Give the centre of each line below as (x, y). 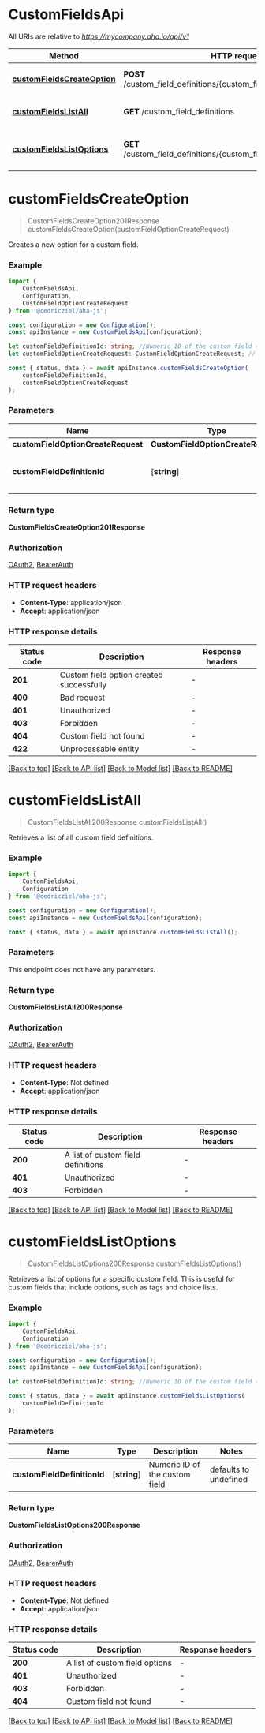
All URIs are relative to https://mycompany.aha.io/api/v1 (99, 36)
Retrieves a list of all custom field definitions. (81, 837)
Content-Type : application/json (71, 602)
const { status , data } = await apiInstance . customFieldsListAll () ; (123, 932)
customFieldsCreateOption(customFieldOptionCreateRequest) (129, 229)
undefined (229, 1480)
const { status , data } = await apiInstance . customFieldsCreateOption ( (128, 369)
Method (63, 55)
